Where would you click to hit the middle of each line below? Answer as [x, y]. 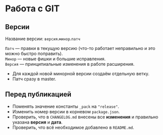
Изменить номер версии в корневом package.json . [66, 111]
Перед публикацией [38, 94]
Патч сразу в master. [34, 79]
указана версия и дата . [37, 122]
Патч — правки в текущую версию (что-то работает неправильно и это [80, 48]
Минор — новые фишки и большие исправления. [55, 59]
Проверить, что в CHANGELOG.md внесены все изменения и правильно [85, 117]
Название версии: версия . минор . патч [43, 39]
